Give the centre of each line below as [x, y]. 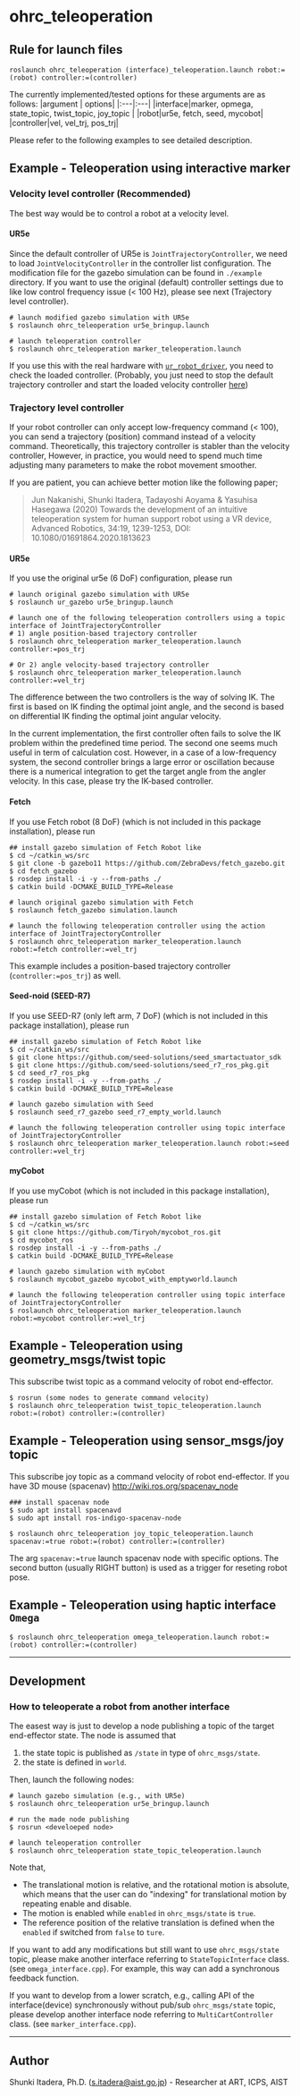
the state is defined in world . [74, 1762]
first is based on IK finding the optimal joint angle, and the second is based [146, 707]
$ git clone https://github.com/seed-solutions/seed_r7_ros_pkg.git [139, 1065]
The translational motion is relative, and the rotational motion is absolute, [156, 1885]
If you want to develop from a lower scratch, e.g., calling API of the [132, 1996]
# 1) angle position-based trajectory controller [104, 634]
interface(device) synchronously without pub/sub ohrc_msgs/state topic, [143, 2005]
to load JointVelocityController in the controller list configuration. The [141, 263]
